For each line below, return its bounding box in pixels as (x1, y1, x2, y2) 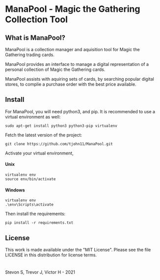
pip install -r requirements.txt (5, 220, 74, 225)
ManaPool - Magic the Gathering (5, 3, 140, 15)
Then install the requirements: (5, 211, 66, 217)
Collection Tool (5, 14, 68, 25)
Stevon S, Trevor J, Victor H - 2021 (5, 269, 75, 275)
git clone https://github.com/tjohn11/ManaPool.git (5, 141, 113, 146)
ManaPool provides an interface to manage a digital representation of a (5, 62, 149, 67)
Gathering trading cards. (5, 52, 55, 58)
